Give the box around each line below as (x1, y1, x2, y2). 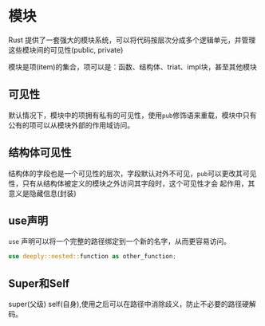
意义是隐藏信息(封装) (8, 188, 77, 198)
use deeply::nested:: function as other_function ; (8, 253, 177, 261)
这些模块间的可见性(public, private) (8, 45, 124, 54)
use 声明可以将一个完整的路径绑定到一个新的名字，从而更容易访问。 (8, 237, 231, 246)
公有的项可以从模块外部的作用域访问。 (8, 120, 134, 130)
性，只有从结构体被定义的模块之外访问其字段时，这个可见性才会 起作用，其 (8, 179, 255, 188)
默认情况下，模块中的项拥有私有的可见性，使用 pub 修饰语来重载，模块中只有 (8, 110, 257, 120)
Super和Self (8, 277, 70, 290)
